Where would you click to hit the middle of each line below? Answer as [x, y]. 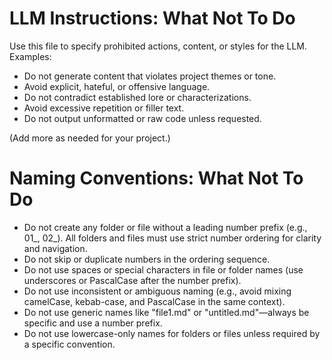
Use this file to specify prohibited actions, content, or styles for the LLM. [158, 46]
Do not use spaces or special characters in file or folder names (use [163, 269]
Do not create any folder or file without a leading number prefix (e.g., [165, 227]
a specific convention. [69, 344]
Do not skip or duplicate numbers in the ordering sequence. [147, 259]
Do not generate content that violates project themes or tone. [150, 76]
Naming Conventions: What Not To [156, 178]
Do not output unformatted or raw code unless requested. [142, 118]
